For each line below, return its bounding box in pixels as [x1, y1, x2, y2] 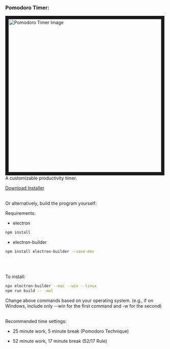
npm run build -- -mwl [5, 288, 53, 293]
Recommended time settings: [5, 318, 67, 324]
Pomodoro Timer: [5, 4, 50, 11]
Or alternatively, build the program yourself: [5, 201, 97, 207]
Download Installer [5, 185, 45, 191]
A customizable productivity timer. [5, 175, 77, 181]
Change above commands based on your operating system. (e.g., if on [5, 297, 154, 304]
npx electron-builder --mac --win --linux [5, 284, 97, 289]
